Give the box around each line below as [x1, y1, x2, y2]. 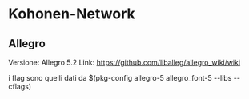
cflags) [8, 81, 32, 91]
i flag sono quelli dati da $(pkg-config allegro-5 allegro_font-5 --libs [8, 73, 232, 82]
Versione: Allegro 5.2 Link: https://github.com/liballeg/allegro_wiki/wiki [8, 57, 241, 67]
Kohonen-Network [8, 5, 135, 23]
